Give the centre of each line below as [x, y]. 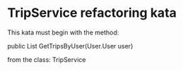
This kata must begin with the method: [63, 32]
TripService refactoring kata [92, 13]
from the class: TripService [47, 59]
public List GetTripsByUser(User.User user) [70, 46]
